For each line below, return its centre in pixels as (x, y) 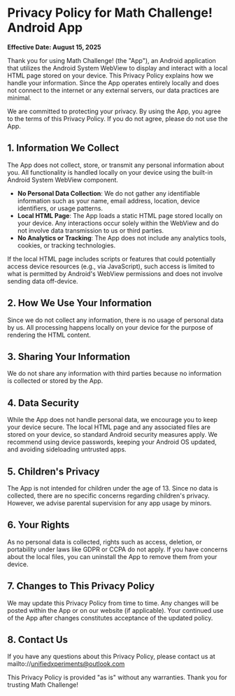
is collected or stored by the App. (55, 381)
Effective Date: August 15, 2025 (54, 47)
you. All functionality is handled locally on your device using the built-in (110, 172)
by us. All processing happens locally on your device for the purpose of (110, 327)
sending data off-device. (43, 281)
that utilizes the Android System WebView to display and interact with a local (117, 68)
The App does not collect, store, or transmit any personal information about (116, 165)
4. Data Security (43, 403)
